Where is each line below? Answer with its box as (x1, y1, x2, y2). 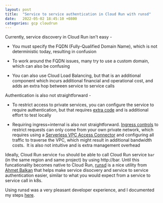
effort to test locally (12, 112, 52, 118)
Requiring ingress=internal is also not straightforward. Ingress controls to (12, 122, 159, 128)
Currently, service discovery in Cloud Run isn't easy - (5, 34, 112, 40)
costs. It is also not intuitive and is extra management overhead (12, 142, 140, 148)
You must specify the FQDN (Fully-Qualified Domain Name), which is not (12, 43, 158, 49)
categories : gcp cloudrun (5, 20, 57, 26)
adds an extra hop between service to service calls (12, 83, 115, 89)
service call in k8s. (5, 178, 43, 184)
